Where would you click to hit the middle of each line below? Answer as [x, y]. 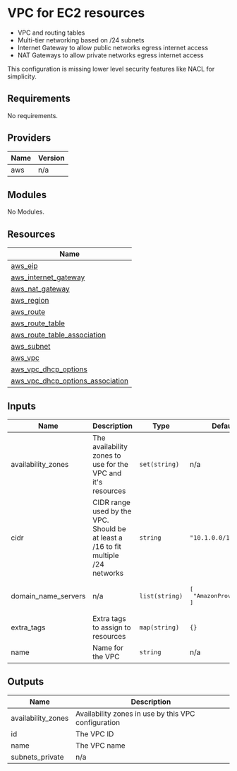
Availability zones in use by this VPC [135, 714]
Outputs [26, 682]
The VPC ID [95, 734]
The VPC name [100, 746]
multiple [106, 555]
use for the [111, 464]
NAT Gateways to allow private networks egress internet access [110, 55]
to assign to [112, 627]
